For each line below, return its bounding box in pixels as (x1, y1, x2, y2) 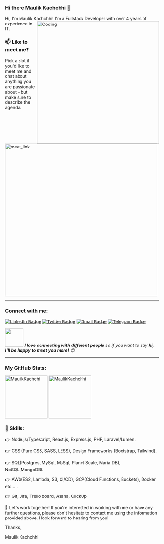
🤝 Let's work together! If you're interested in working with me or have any (5, 505, 153, 511)
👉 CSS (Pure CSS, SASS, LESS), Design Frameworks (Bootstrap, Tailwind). (5, 448, 157, 454)
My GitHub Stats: (5, 364, 47, 371)
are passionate (5, 83, 35, 90)
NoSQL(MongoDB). (5, 467, 44, 472)
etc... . (5, 484, 18, 490)
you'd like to (5, 63, 30, 69)
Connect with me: (5, 307, 48, 314)
